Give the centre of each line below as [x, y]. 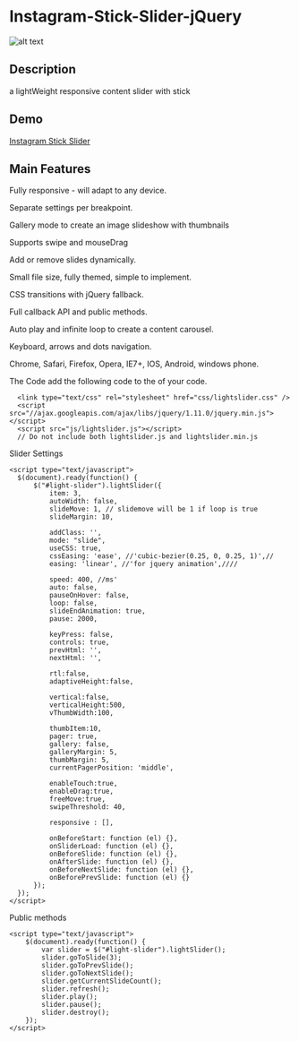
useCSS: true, [75, 548]
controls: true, [79, 642]
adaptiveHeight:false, [91, 682]
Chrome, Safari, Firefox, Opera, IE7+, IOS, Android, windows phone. [134, 364]
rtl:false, [69, 674]
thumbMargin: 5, [79, 760]
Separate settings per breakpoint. [71, 208]
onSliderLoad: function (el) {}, [111, 847]
